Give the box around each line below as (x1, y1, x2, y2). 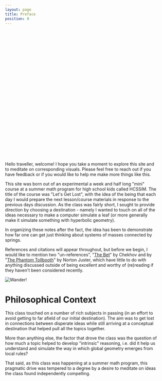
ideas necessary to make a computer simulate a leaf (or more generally (5, 212, 148, 218)
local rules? (5, 351, 28, 357)
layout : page (5, 7, 32, 12)
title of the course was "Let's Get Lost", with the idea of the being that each (5, 191, 156, 197)
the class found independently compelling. (5, 371, 90, 377)
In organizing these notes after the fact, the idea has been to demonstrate (5, 227, 153, 233)
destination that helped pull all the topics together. (5, 326, 106, 332)
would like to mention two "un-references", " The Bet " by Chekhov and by (5, 252, 152, 258)
